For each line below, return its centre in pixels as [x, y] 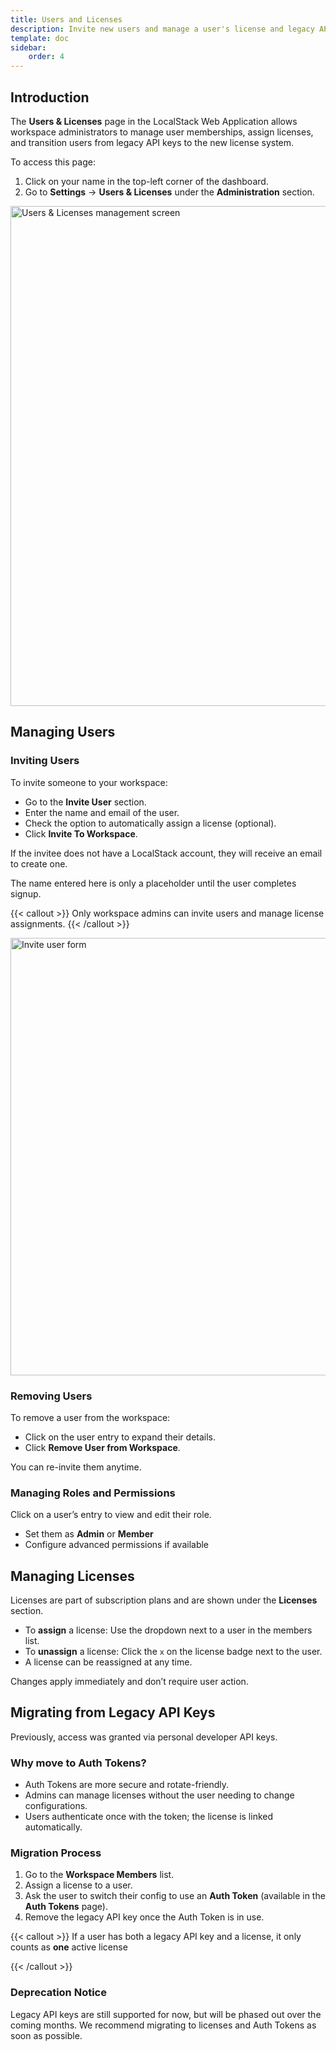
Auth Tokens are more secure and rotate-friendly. [127, 1785]
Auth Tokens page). [66, 1907]
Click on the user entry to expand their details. [120, 1437]
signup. [26, 893]
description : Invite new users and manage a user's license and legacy [162, 29]
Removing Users [51, 1396]
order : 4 [46, 57]
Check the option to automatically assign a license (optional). [150, 823]
